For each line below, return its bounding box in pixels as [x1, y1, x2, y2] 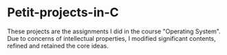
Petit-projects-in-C [7, 5, 119, 20]
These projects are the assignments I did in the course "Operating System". [7, 27, 221, 35]
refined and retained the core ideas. [7, 41, 109, 50]
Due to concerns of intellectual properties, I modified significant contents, [7, 34, 217, 42]
